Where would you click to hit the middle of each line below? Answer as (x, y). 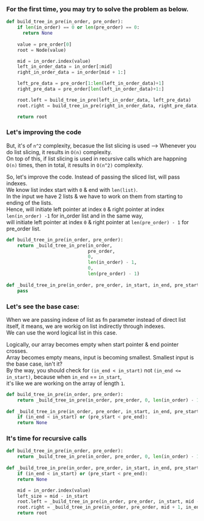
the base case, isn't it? (34, 364)
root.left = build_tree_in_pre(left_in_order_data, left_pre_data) (104, 100)
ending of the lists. (29, 202)
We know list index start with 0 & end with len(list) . (72, 190)
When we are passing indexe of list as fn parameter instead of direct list (96, 319)
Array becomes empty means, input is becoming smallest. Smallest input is (100, 357)
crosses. (17, 351)
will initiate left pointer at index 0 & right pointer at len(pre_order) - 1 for (98, 222)
